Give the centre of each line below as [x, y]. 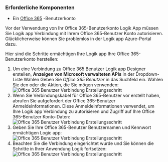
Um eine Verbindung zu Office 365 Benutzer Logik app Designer [79, 69]
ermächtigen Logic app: [37, 133]
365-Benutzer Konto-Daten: [41, 117]
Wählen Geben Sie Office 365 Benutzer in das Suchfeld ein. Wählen [94, 80]
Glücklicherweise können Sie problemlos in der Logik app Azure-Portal [78, 39]
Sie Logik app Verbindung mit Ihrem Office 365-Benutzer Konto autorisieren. [84, 34]
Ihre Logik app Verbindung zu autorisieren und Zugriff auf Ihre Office [83, 111]
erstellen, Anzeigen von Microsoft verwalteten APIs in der [73, 74]
